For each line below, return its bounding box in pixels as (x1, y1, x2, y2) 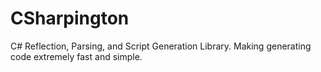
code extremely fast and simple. (10, 50, 143, 62)
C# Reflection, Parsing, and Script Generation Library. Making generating (10, 40, 312, 52)
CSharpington (10, 7, 130, 30)
